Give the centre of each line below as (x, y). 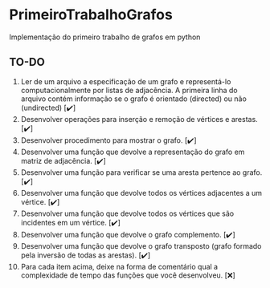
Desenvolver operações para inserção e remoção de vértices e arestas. (139, 119)
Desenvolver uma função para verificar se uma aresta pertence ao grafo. (141, 172)
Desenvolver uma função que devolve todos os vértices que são (127, 213)
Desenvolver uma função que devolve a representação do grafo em (133, 152)
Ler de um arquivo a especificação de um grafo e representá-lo (126, 81)
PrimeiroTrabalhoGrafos (91, 15)
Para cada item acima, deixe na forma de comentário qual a (119, 266)
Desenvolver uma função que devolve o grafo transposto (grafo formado (141, 245)
